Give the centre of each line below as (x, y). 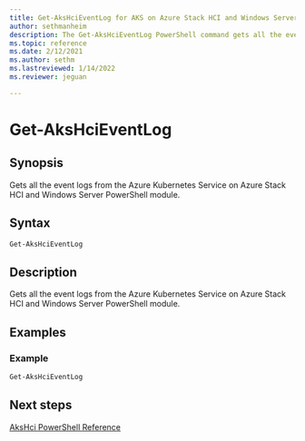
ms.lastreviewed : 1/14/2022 (63, 69)
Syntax (30, 223)
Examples (38, 332)
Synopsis (36, 163)
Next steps (41, 405)
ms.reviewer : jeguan (49, 77)
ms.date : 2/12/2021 (46, 52)
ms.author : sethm (42, 60)
